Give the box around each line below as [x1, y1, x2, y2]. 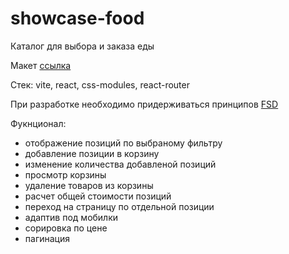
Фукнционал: [10, 117, 67, 129]
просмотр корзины [24, 168, 107, 181]
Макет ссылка [10, 59, 72, 71]
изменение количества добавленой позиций [24, 158, 217, 170]
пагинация [24, 232, 70, 244]
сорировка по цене [24, 222, 108, 234]
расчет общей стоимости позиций [24, 190, 172, 202]
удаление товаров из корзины [24, 179, 154, 191]
